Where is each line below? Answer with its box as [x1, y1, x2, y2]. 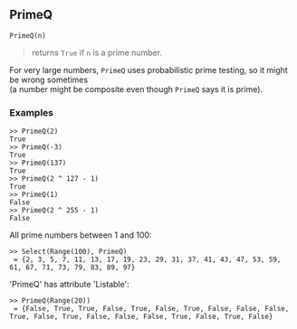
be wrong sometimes [9, 74, 89, 85]
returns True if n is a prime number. [31, 47, 163, 58]
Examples [9, 106, 54, 118]
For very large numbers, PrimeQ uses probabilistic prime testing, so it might [9, 64, 288, 75]
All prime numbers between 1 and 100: [9, 230, 152, 240]
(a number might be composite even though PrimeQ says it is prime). [9, 83, 263, 94]
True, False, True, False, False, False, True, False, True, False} [9, 312, 273, 322]
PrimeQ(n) [9, 31, 47, 40]
